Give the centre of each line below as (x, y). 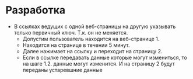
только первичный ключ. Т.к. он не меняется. (71, 32)
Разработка (36, 10)
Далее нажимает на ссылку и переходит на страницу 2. (92, 51)
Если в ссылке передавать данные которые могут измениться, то (105, 57)
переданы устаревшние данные (62, 70)
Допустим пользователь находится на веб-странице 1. (91, 39)
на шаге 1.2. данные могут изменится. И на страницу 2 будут (99, 63)
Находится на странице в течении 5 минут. (76, 45)
